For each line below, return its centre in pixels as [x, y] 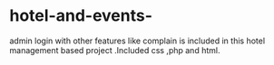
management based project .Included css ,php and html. [115, 50]
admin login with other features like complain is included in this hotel [137, 41]
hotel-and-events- [81, 16]
